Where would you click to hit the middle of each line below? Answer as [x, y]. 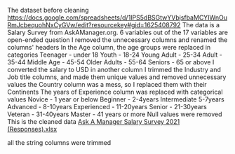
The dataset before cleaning [48, 10]
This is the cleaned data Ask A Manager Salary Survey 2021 [94, 121]
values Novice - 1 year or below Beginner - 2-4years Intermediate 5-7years [116, 99]
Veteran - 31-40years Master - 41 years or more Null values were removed [115, 114]
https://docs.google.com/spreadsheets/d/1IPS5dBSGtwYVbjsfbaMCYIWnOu [117, 17]
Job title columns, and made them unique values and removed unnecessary [117, 77]
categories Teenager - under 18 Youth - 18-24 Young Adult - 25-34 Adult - [115, 55]
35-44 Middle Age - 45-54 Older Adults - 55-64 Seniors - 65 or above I [111, 62]
